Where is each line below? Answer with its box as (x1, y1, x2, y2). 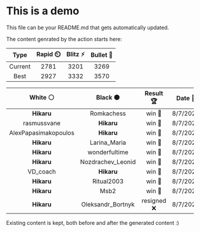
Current (9, 62, 31, 70)
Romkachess (90, 109, 126, 117)
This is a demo (6, 4, 79, 18)
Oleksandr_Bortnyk (81, 200, 135, 208)
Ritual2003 (92, 177, 124, 185)
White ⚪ (29, 93, 55, 101)
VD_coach (27, 167, 57, 175)
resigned (141, 196, 167, 205)
